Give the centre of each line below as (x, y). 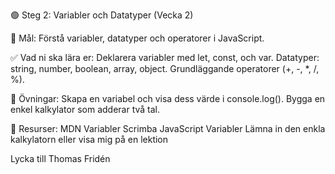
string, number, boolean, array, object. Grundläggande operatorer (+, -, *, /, (165, 68)
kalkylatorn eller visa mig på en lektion (89, 139)
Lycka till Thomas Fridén (60, 158)
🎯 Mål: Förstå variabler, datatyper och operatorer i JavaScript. (137, 38)
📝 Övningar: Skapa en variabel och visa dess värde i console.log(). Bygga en (168, 98)
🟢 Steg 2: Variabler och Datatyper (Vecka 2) (102, 15)
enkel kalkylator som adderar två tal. (85, 109)
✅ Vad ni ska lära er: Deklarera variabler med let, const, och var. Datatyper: (165, 57)
